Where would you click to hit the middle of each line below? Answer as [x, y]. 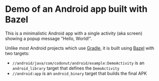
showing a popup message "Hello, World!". [48, 39]
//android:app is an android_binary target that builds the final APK [79, 73]
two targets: [17, 53]
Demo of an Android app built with [76, 9]
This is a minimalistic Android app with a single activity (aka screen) [74, 33]
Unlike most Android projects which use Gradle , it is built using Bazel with [80, 48]
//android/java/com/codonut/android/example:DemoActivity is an [78, 63]
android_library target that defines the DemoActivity [66, 68]
